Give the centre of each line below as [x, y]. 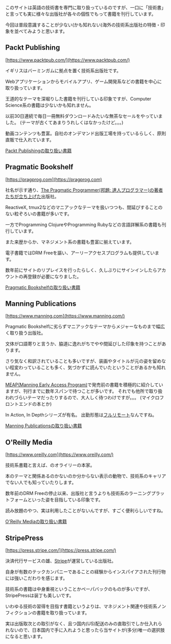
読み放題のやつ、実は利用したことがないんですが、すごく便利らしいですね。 [86, 511]
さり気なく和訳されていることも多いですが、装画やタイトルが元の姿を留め [83, 361]
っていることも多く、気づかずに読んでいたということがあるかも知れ [94, 367]
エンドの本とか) [35, 404]
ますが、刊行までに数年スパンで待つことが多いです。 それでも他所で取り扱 [84, 391]
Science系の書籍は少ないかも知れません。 [50, 105]
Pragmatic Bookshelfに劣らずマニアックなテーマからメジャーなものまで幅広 [85, 326]
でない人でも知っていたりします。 [41, 483]
